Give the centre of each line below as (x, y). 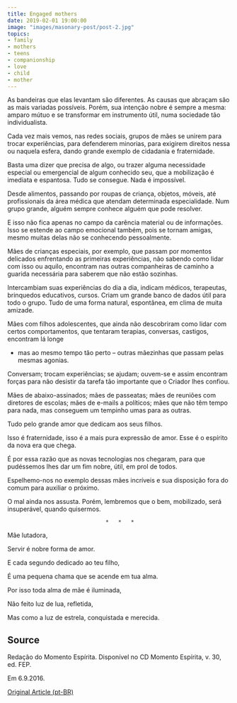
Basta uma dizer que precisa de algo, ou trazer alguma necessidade (106, 165)
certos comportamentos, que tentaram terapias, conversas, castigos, (108, 332)
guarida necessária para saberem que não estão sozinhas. (93, 274)
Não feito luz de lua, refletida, (50, 604)
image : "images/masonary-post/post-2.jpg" (71, 27)
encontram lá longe (36, 339)
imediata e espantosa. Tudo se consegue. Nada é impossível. (97, 180)
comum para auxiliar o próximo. (53, 488)
